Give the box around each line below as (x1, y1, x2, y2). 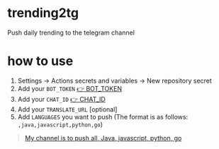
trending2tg (7, 5, 79, 21)
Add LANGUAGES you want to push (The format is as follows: (17, 112, 189, 121)
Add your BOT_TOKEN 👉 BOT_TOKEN (17, 84, 123, 93)
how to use (7, 53, 74, 69)
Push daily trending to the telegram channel (7, 28, 135, 37)
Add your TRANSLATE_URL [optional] (17, 105, 118, 114)
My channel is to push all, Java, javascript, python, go (24, 133, 182, 142)
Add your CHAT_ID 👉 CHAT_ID (17, 95, 106, 103)
